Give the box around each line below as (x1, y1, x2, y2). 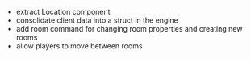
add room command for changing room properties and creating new (15, 24, 243, 33)
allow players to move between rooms (15, 41, 143, 51)
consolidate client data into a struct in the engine (15, 15, 179, 25)
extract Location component (15, 7, 111, 16)
